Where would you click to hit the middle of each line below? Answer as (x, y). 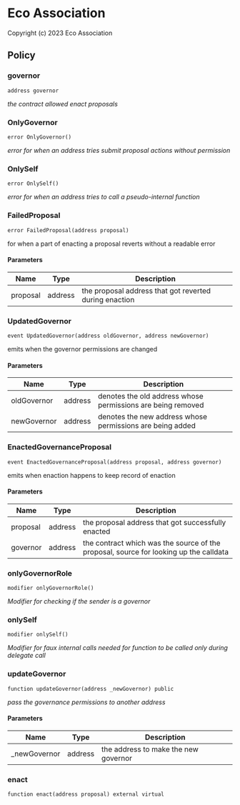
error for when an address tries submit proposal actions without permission (119, 150)
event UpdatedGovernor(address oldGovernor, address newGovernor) (108, 336)
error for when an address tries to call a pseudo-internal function (104, 197)
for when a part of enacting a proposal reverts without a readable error (111, 244)
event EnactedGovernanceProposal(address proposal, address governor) (115, 462)
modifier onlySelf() (38, 635)
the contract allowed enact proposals (62, 104)
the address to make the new (150, 749)
